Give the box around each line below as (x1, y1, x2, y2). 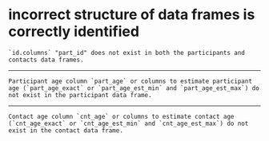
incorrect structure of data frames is (8, 6, 255, 24)
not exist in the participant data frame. (8, 91, 152, 99)
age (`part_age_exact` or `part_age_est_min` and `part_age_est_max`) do (8, 84, 260, 92)
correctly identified (8, 22, 140, 41)
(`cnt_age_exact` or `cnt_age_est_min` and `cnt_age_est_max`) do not (8, 119, 249, 127)
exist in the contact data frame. (8, 126, 124, 135)
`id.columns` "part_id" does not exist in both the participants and (8, 49, 246, 57)
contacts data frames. (8, 56, 84, 64)
